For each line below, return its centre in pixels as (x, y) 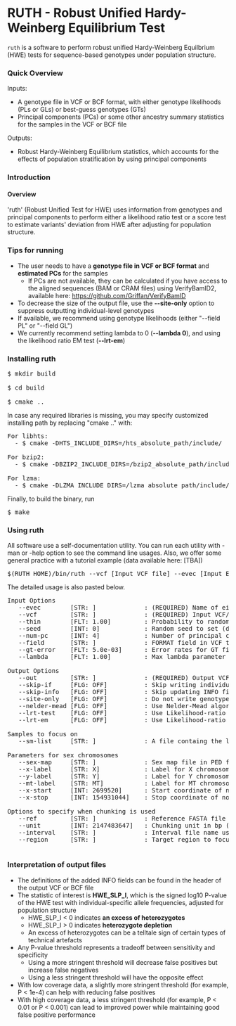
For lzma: (24, 478)
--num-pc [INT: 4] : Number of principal (120, 636)
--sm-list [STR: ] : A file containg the (120, 741)
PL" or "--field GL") (45, 326)
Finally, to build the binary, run (51, 499)
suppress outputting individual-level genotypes (86, 310)
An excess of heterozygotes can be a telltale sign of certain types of (127, 932)
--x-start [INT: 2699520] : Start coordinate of (120, 790)
